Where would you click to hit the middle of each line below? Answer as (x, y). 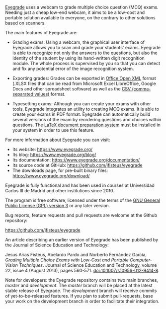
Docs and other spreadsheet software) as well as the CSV (72, 89)
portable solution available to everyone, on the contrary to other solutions (80, 18)
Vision (12, 265)
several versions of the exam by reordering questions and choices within (87, 119)
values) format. (50, 94)
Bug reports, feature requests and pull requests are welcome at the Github (81, 215)
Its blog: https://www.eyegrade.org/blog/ (54, 154)
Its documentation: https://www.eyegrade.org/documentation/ (76, 160)
